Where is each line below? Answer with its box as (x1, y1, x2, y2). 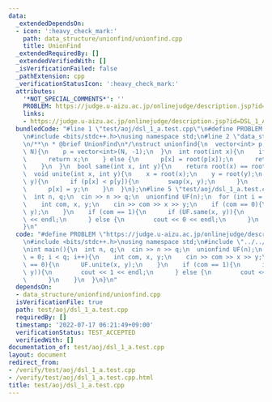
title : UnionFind (23, 42, 82, 50)
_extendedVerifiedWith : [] (15, 58, 107, 66)
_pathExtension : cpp (15, 72, 85, 80)
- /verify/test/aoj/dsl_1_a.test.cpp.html (8, 374, 154, 382)
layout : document (8, 351, 67, 359)
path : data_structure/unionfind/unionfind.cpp (23, 34, 183, 43)
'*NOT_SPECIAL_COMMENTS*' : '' (23, 95, 125, 103)
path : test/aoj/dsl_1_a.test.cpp (15, 306, 129, 314)
